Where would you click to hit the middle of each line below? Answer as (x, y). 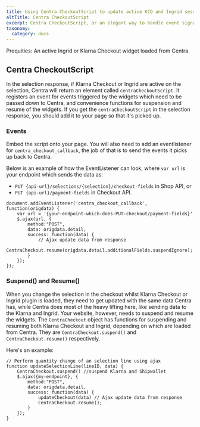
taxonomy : (18, 28)
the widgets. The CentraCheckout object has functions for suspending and (96, 319)
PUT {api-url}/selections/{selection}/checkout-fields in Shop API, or (103, 186)
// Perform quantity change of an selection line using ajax (84, 361)
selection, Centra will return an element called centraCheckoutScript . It (93, 90)
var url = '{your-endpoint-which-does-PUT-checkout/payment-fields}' (105, 214)
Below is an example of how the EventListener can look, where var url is (96, 168)
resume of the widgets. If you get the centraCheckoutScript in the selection (98, 109)
